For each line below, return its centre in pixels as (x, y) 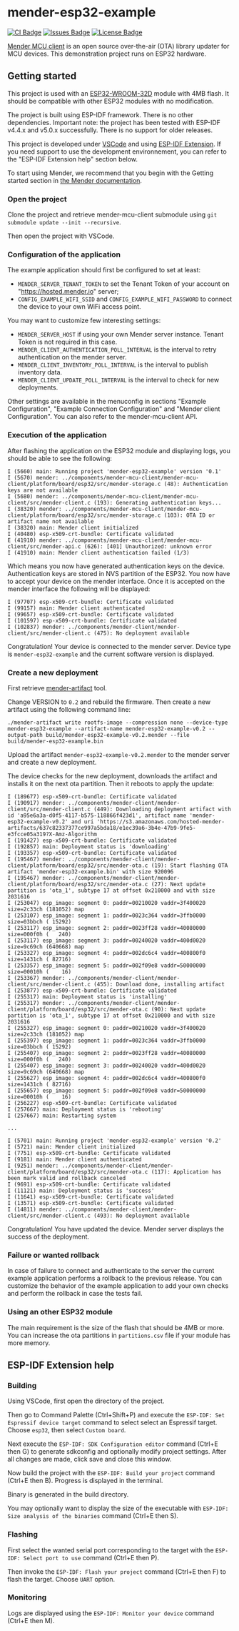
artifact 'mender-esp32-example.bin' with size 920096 (91, 872)
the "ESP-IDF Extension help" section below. (72, 159)
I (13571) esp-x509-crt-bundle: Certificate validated (91, 1203)
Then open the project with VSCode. (61, 236)
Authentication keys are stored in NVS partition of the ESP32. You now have (119, 573)
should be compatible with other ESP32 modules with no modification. (111, 101)
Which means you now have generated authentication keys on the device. (116, 566)
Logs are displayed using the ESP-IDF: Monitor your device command (111, 1613)
